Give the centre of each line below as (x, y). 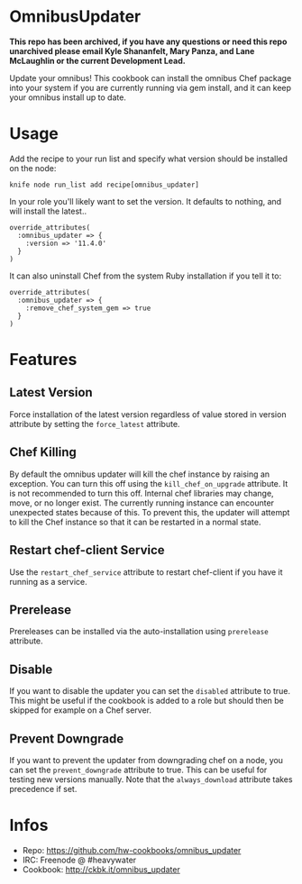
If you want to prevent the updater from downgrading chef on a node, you (146, 760)
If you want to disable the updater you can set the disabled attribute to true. (150, 691)
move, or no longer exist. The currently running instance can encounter (142, 503)
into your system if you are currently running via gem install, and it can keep (150, 87)
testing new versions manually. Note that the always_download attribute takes (151, 779)
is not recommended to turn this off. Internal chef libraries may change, (142, 493)
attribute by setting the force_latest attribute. (95, 424)
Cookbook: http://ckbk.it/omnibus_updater (101, 869)
